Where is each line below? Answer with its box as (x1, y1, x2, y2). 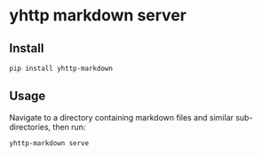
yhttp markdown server (9, 5, 187, 26)
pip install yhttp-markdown (9, 64, 114, 73)
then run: (52, 121, 86, 132)
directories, (9, 121, 52, 132)
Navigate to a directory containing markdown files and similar (9, 112, 234, 122)
